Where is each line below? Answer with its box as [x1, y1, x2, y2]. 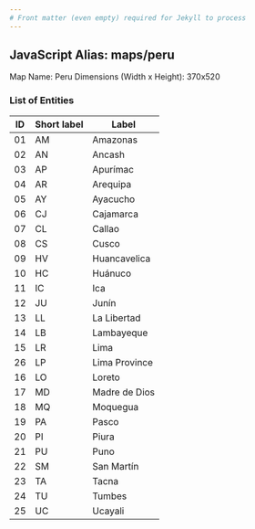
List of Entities [9, 94, 75, 107]
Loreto [92, 371, 120, 384]
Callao [92, 222, 120, 235]
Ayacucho [92, 193, 136, 206]
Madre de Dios [92, 386, 156, 398]
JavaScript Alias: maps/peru [9, 48, 175, 63]
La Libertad [92, 312, 141, 324]
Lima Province [92, 355, 153, 368]
